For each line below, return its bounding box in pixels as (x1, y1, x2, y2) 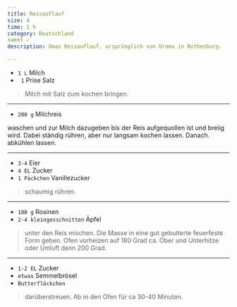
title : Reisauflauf (7, 10, 65, 18)
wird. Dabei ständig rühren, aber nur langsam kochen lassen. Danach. (7, 131, 210, 139)
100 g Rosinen (17, 208, 59, 215)
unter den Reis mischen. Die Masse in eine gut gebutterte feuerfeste (24, 229, 224, 237)
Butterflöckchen (17, 280, 66, 287)
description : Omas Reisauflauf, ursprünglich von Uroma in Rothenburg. (7, 43, 222, 50)
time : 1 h (7, 23, 37, 30)
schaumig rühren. (24, 187, 76, 196)
